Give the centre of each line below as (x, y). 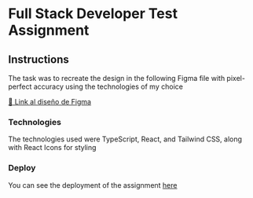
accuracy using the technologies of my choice (108, 86)
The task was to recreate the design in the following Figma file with (117, 78)
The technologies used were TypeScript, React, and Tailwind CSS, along (125, 139)
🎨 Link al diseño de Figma (50, 102)
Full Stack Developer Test (93, 14)
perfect (20, 86)
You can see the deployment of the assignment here (93, 185)
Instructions (38, 59)
